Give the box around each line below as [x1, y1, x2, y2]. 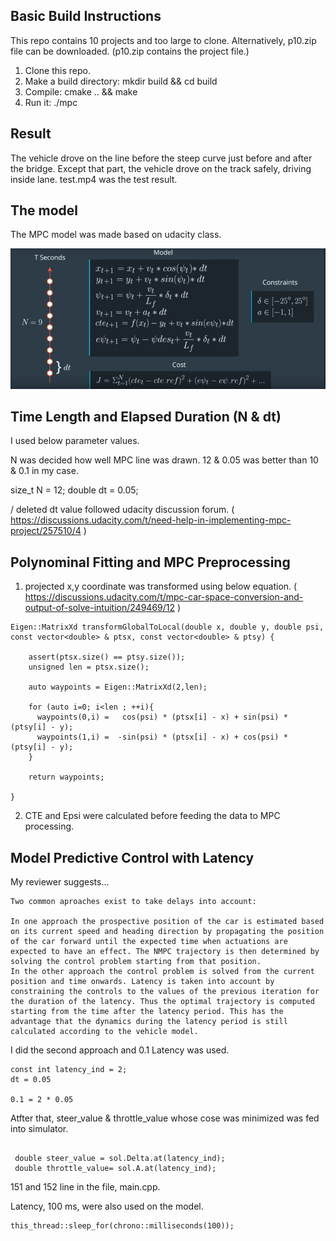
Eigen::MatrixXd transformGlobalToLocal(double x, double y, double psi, [10, 622, 325, 633]
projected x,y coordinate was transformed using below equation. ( [24, 580, 298, 593]
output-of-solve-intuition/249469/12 [24, 602, 176, 614]
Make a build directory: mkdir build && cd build [24, 75, 218, 87]
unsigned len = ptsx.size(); [28, 662, 150, 673]
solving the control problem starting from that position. [10, 956, 262, 966]
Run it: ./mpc [24, 96, 78, 108]
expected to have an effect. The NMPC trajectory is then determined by [10, 946, 320, 956]
